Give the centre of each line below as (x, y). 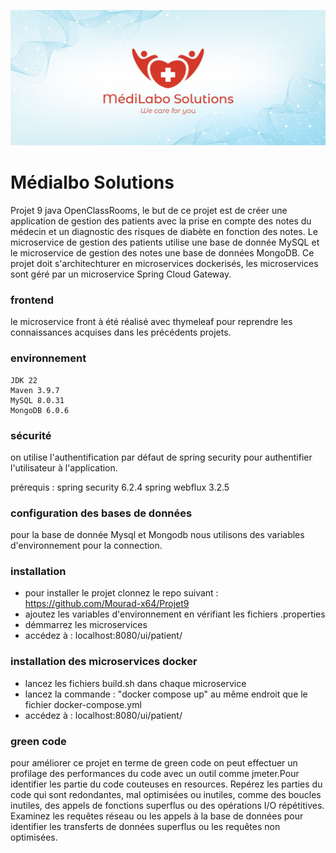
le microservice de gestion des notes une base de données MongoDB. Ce (162, 252)
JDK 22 (24, 380)
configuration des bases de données (101, 513)
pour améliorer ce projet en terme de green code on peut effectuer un (154, 763)
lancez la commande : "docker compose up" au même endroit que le (166, 694)
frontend (32, 300)
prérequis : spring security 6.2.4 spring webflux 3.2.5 (120, 487)
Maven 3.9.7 (35, 390)
